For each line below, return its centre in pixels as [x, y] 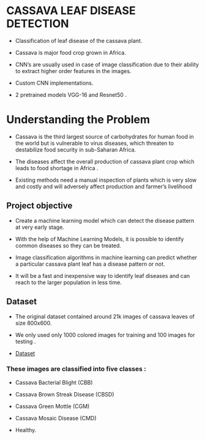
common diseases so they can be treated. [68, 245]
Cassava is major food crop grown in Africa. [71, 52]
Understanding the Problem [78, 120]
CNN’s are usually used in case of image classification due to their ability [107, 64]
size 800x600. [33, 323]
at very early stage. [39, 227]
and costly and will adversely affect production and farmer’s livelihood [104, 186]
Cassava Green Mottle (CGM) [52, 406]
